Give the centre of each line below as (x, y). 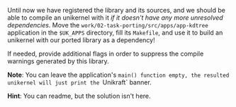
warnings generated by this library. (58, 61)
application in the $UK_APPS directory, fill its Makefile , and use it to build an (115, 32)
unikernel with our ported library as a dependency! (81, 40)
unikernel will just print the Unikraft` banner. (80, 82)
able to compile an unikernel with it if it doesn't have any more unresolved (115, 18)
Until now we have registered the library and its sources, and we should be (116, 10)
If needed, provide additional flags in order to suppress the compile (106, 53)
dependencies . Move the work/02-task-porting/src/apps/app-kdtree (108, 25)
